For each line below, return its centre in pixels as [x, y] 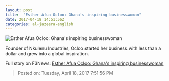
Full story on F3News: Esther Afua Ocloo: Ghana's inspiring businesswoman [85, 63]
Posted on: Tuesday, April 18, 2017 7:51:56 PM [65, 73]
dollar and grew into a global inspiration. [47, 54]
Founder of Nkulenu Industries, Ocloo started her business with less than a [83, 48]
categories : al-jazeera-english [39, 24]
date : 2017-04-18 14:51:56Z [35, 19]
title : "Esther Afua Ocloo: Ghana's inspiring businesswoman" [73, 15]
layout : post [19, 10]
